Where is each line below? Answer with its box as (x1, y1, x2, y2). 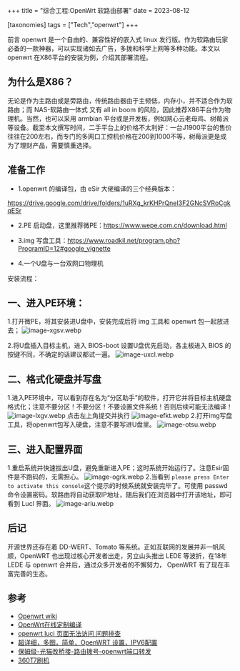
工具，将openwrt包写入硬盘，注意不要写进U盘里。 (7, 420, 156, 429)
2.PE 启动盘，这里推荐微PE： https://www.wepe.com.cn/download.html (17, 221, 227, 229)
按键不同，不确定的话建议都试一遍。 (7, 350, 114, 359)
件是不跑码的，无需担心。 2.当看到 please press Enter (7, 472, 230, 481)
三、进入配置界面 (7, 443, 83, 455)
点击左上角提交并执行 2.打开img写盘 (66, 412, 233, 420)
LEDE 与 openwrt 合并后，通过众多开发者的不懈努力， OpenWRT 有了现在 (7, 560, 224, 569)
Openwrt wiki (17, 612, 57, 620)
